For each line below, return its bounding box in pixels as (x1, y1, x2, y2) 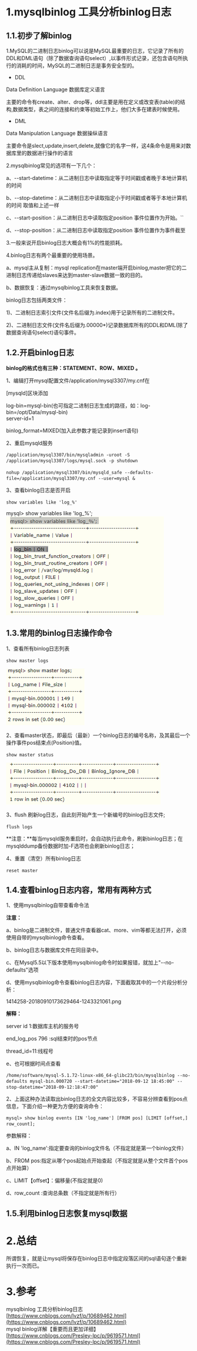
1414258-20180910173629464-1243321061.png (6, 998, 122, 1005)
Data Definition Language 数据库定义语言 (6, 86, 105, 93)
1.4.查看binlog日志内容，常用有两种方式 (6, 885, 152, 895)
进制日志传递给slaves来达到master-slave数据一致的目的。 (6, 272, 146, 278)
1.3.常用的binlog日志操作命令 (6, 628, 113, 638)
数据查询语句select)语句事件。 (6, 329, 79, 336)
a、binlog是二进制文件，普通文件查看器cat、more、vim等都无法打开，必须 (6, 927, 187, 934)
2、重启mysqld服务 (6, 439, 53, 446)
